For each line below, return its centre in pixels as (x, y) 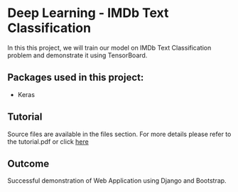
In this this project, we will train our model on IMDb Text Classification (109, 47)
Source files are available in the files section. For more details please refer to (119, 134)
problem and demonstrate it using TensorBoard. (77, 55)
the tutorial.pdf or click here (48, 141)
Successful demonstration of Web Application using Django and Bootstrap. (117, 181)
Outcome (28, 163)
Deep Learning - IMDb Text (88, 13)
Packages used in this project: (76, 78)
